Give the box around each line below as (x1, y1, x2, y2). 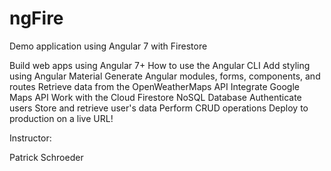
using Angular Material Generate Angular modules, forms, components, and (9, 70, 321, 82)
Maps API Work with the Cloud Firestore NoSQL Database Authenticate (9, 91, 302, 103)
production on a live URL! (9, 112, 114, 124)
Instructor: (9, 132, 52, 144)
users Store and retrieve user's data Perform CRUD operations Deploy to (9, 102, 309, 114)
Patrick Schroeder (9, 151, 84, 163)
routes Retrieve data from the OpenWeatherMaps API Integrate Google (9, 80, 300, 92)
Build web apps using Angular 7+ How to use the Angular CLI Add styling (9, 59, 311, 71)
